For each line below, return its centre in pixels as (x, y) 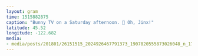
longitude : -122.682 (32, 33)
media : (14, 38)
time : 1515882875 (27, 17)
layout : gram (22, 11)
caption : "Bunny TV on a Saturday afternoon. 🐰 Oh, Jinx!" (80, 22)
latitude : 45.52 (26, 28)
